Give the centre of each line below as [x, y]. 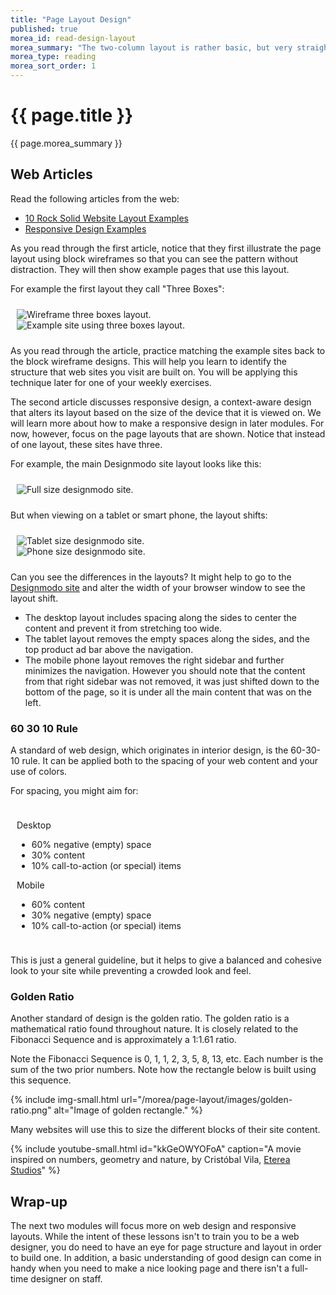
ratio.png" [31, 1110]
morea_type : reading [53, 57]
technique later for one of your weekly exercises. [111, 382]
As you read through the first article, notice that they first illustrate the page [166, 248]
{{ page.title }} [72, 115]
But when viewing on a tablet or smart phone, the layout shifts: [139, 515]
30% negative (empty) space [91, 915]
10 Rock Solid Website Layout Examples [106, 218]
